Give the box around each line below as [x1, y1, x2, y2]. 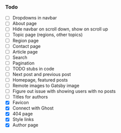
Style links [12, 116, 34, 122]
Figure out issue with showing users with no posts [12, 88, 116, 94]
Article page [12, 48, 38, 54]
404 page [12, 111, 33, 117]
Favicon [12, 99, 29, 105]
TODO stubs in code [12, 65, 54, 71]
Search [12, 54, 27, 60]
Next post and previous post [12, 71, 71, 77]
